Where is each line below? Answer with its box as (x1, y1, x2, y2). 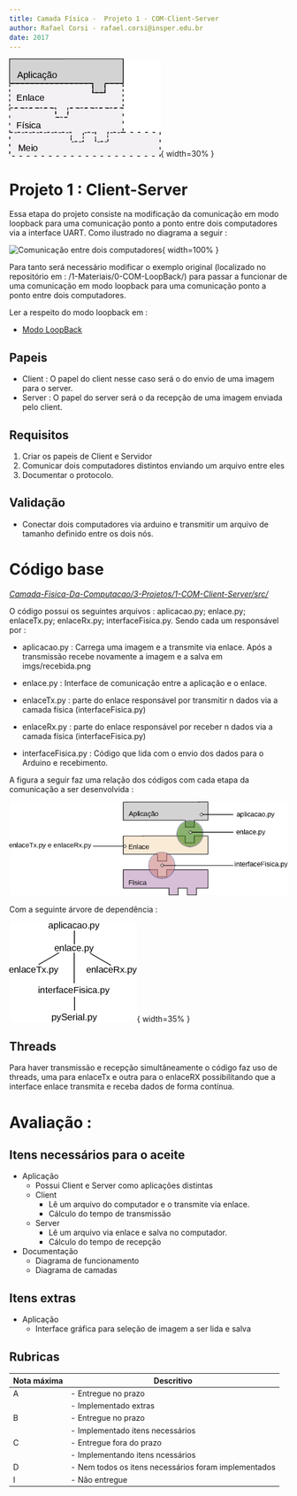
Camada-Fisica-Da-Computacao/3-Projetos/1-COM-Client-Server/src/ (9, 589, 269, 599)
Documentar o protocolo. (21, 469, 114, 480)
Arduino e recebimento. (21, 757, 109, 767)
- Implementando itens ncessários (70, 1450, 196, 1461)
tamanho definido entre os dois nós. (21, 528, 154, 539)
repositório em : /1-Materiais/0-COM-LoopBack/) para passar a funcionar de (9, 271, 287, 282)
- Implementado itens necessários (70, 1425, 196, 1436)
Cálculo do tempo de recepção (48, 1237, 162, 1247)
